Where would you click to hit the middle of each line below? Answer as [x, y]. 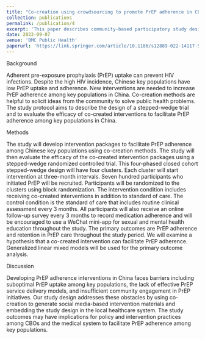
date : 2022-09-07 [28, 35]
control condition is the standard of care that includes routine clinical [93, 202]
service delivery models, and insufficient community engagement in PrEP [99, 291]
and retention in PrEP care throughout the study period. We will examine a [99, 235]
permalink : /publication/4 [41, 23]
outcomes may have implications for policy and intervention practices [94, 316]
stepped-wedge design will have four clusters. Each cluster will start [92, 170]
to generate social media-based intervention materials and [102, 304]
